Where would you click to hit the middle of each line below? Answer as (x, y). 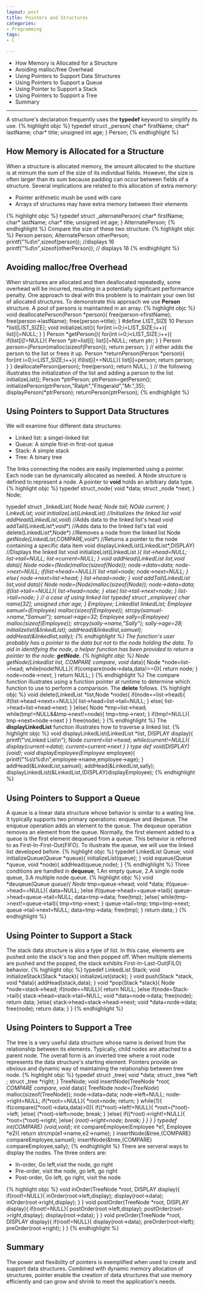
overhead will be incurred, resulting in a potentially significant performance (100, 288)
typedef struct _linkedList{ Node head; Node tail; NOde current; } (88, 507)
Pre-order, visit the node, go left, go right (66, 1171)
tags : (13, 35)
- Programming (24, 29)
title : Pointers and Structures (47, 18)
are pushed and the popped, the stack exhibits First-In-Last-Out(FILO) (94, 964)
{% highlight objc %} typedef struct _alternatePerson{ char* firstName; (95, 216)
